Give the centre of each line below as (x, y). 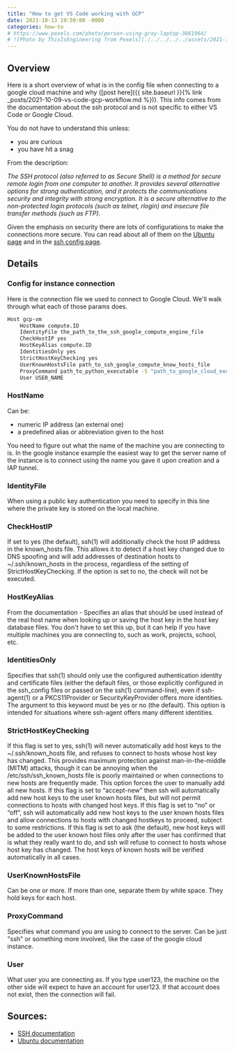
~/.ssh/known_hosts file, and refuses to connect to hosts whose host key (112, 753)
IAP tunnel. (23, 467)
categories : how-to (36, 27)
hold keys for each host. (42, 898)
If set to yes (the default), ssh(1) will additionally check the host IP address (114, 542)
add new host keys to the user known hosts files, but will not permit (104, 798)
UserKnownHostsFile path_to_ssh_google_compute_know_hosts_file (115, 364)
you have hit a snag (45, 149)
